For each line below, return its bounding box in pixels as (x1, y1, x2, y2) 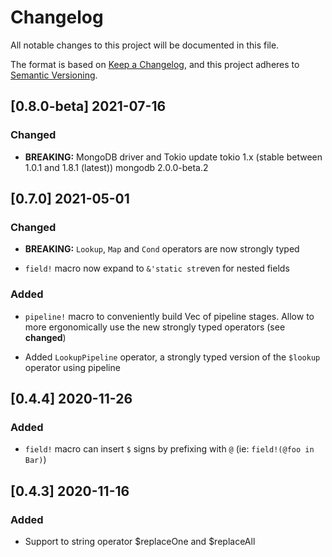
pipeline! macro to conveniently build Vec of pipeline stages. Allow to (24, 310, 315, 322)
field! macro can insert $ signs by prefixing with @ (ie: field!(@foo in (24, 443, 315, 455)
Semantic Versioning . (10, 69, 98, 81)
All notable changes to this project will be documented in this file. (10, 39, 280, 51)
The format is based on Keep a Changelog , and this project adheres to (10, 58, 300, 70)
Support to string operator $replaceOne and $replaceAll (24, 535, 256, 547)
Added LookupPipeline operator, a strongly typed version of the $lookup (24, 351, 321, 363)
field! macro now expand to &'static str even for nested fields (24, 262, 290, 275)
